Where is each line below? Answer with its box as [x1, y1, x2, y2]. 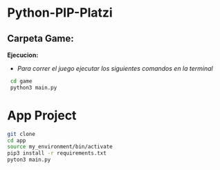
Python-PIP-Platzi [7, 5, 113, 21]
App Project [7, 108, 77, 123]
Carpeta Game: [7, 33, 74, 44]
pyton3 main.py [7, 156, 51, 164]
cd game [10, 78, 33, 85]
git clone [7, 130, 36, 137]
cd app [7, 137, 26, 144]
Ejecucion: [7, 51, 39, 59]
